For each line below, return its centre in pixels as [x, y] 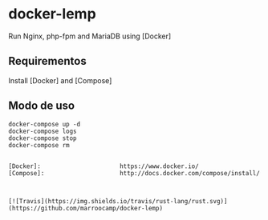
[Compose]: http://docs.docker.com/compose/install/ [134, 173]
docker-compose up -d [45, 124]
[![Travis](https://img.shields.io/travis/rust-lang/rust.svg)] [118, 201]
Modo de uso [41, 106]
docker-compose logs [43, 131]
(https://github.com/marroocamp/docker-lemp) [85, 208]
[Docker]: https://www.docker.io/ [104, 166]
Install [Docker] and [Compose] [60, 80]
